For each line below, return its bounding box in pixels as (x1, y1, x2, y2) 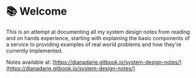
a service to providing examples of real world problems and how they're (6, 41, 182, 48)
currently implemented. (6, 47, 63, 54)
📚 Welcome (6, 5, 67, 18)
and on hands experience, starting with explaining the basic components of (6, 34, 191, 41)
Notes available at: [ (6, 58, 55, 66)
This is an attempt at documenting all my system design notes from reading (6, 28, 190, 35)
